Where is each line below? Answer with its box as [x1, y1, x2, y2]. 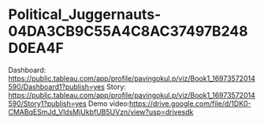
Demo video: [87, 99, 130, 108]
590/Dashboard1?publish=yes [8, 81, 105, 92]
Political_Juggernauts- [8, 6, 162, 24]
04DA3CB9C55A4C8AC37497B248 [8, 22, 248, 40]
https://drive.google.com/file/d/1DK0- [128, 99, 252, 108]
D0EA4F [8, 39, 65, 57]
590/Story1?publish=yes [8, 99, 87, 108]
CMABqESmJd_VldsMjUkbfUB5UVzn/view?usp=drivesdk [8, 107, 194, 116]
